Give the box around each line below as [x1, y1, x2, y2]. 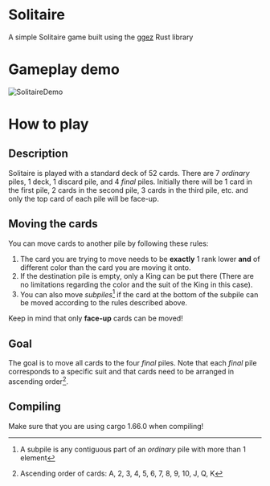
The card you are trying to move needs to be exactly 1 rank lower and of [19, 254, 260, 263]
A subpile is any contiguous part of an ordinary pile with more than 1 [19, 444, 247, 454]
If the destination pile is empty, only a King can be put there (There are [19, 271, 255, 280]
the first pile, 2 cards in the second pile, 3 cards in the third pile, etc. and [8, 185, 249, 194]
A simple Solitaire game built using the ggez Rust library [8, 32, 194, 42]
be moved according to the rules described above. [19, 298, 187, 308]
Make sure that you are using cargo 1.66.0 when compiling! [8, 421, 204, 431]
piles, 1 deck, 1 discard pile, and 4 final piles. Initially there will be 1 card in [8, 177, 253, 186]
